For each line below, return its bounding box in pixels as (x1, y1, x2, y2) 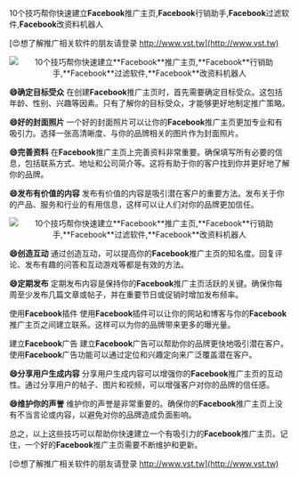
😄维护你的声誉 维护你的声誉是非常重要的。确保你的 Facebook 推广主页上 (9, 399, 276, 409)
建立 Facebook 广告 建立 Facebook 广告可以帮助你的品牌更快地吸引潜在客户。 (9, 338, 289, 349)
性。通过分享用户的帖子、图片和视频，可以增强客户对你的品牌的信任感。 (9, 379, 274, 390)
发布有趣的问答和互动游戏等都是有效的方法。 (24, 259, 189, 270)
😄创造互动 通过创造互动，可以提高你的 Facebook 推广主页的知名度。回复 (9, 248, 276, 258)
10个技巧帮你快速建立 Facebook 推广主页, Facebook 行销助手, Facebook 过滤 (9, 8, 282, 18)
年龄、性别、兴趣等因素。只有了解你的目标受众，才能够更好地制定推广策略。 (9, 98, 290, 109)
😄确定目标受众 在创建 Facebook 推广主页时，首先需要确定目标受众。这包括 (9, 87, 283, 97)
